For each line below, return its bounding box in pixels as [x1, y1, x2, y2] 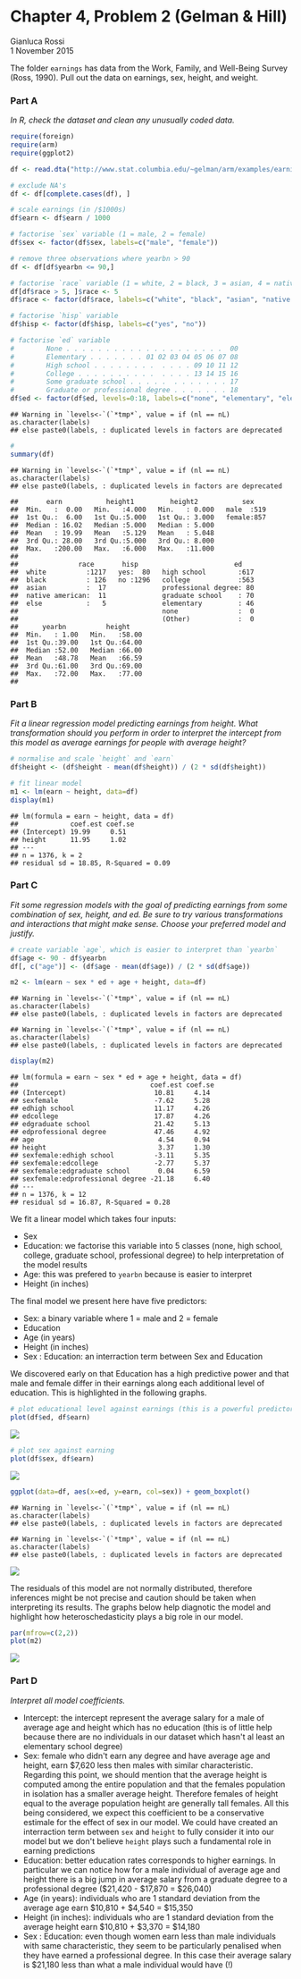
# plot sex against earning [10, 1445, 115, 1454]
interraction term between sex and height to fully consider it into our [22, 1826, 275, 1837]
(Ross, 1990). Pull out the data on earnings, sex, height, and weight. [10, 72, 259, 82]
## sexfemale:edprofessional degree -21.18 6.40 [10, 1175, 211, 1183]
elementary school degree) [22, 1740, 123, 1751]
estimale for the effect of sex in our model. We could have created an [22, 1816, 278, 1827]
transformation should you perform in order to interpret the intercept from [10, 728, 282, 738]
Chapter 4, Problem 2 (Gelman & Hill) [10, 6, 288, 27]
